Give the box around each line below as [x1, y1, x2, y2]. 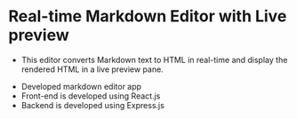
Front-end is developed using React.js [20, 91, 161, 101]
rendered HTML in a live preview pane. [20, 64, 164, 75]
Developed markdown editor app [20, 81, 142, 91]
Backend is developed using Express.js [20, 99, 165, 110]
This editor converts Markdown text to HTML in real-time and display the [20, 54, 288, 65]
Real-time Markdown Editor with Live [8, 6, 287, 27]
